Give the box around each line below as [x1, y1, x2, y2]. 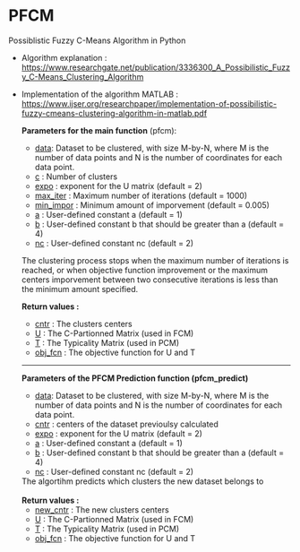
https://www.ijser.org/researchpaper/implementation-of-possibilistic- [21, 98, 278, 108]
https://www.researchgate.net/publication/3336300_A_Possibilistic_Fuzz [21, 62, 290, 73]
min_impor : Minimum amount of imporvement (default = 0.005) [34, 199, 270, 211]
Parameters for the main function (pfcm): [21, 125, 177, 135]
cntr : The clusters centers [34, 318, 133, 329]
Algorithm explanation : [21, 52, 107, 63]
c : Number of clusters [34, 171, 118, 182]
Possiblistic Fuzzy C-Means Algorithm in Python [8, 35, 186, 46]
